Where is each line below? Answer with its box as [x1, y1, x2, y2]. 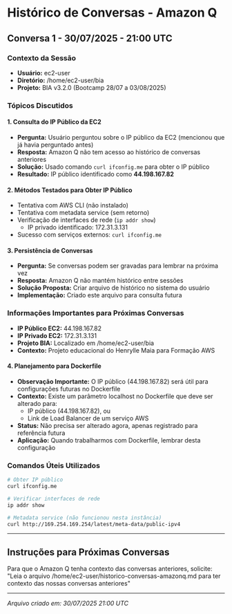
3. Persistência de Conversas [7, 246, 93, 254]
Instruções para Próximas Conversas [7, 546, 170, 558]
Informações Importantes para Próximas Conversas [7, 308, 184, 318]
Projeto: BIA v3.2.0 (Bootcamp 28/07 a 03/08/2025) [17, 83, 166, 91]
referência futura [17, 429, 66, 437]
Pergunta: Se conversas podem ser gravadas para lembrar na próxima [17, 261, 219, 270]
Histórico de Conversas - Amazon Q [7, 5, 217, 21]
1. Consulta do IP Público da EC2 [7, 118, 101, 126]
